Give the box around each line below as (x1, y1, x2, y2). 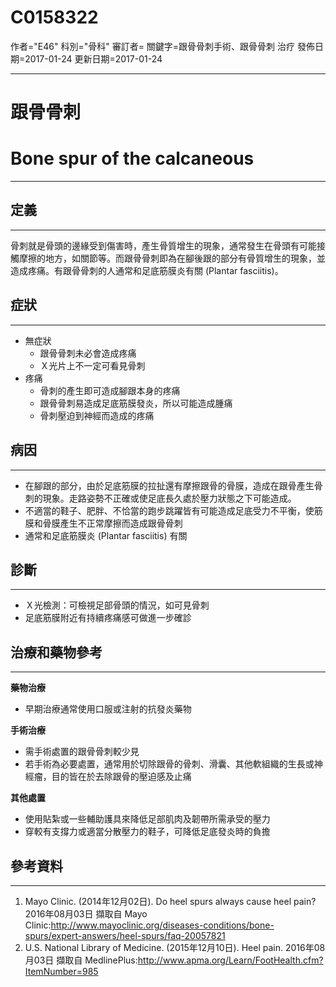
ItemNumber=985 (24, 965, 99, 977)
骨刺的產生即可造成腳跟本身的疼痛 (39, 384, 181, 396)
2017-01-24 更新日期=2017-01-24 (24, 52, 163, 65)
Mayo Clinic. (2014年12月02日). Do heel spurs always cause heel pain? (24, 895, 317, 907)
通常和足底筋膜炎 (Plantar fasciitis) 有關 (24, 529, 188, 541)
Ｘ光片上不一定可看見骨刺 (39, 359, 146, 371)
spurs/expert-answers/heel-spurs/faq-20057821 (24, 929, 226, 941)
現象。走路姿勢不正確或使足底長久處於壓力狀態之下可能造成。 (42, 492, 297, 504)
